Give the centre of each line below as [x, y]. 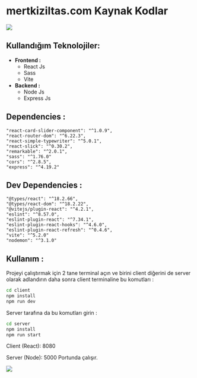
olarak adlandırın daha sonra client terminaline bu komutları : [80, 279]
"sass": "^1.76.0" [29, 157]
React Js [34, 66]
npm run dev [21, 301]
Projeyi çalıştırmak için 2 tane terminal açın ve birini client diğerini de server [99, 273]
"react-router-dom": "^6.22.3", [46, 136]
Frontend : [28, 60]
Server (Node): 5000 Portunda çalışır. [52, 358]
